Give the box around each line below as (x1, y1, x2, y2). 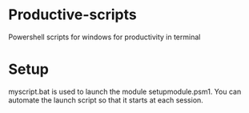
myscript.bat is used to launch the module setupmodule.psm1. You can (8, 87, 242, 96)
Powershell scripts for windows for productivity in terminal (8, 32, 201, 42)
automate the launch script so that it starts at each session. (8, 95, 204, 105)
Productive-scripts (8, 6, 138, 24)
